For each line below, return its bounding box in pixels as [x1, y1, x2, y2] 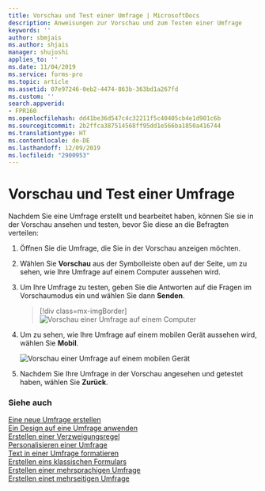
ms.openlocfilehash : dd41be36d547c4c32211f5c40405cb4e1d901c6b [8, 115, 221, 123]
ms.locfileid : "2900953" [8, 151, 90, 159]
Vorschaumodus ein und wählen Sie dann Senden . [19, 291, 185, 300]
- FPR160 [8, 108, 37, 115]
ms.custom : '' [8, 93, 55, 100]
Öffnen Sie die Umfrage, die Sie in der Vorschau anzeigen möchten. [19, 244, 241, 253]
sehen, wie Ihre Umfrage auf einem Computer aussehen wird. [19, 267, 221, 277]
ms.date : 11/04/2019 [8, 63, 77, 71]
